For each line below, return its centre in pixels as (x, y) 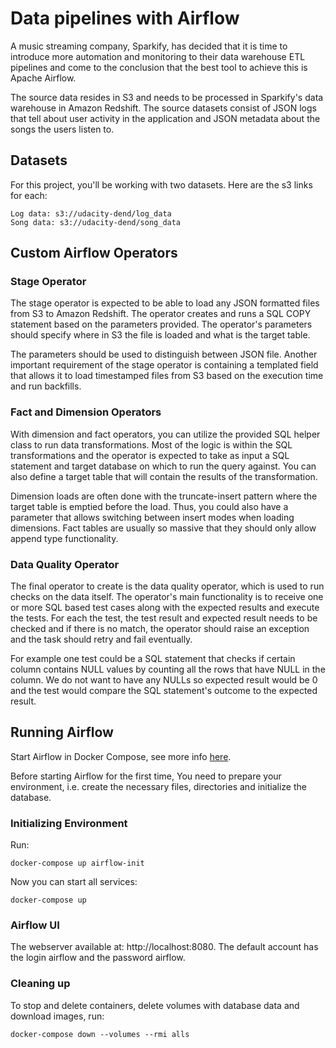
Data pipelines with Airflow (125, 18)
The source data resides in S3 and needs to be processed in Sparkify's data (167, 97)
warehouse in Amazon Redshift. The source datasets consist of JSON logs (163, 108)
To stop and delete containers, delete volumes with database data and (155, 1005)
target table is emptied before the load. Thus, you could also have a (149, 506)
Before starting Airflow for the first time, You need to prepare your (146, 776)
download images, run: (57, 1016)
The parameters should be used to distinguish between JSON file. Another (164, 354)
